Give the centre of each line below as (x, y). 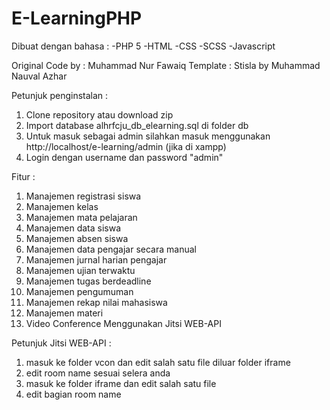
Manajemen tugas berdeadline (88, 281)
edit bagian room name (73, 394)
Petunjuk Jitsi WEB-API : (61, 343)
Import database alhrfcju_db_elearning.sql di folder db (137, 125)
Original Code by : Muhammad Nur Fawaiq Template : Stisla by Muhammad (166, 65)
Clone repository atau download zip (99, 114)
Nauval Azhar (39, 76)
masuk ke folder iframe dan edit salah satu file (121, 383)
